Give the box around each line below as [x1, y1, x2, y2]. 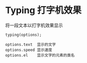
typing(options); [5, 32, 42, 37]
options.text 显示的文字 [5, 42, 56, 47]
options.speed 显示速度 [5, 47, 52, 52]
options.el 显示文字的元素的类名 [5, 52, 75, 58]
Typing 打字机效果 [5, 5, 82, 16]
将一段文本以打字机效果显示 [5, 22, 63, 28]
